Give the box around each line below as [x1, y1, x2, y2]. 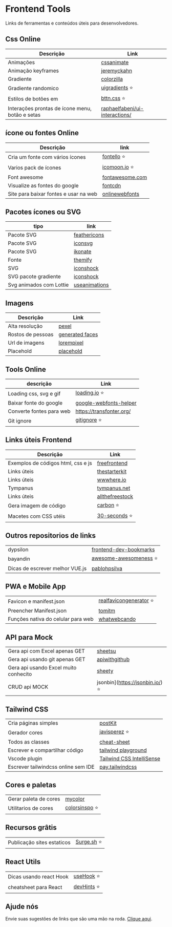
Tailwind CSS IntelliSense [99, 755, 160, 762]
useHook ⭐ [73, 872, 100, 879]
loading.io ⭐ [75, 389, 104, 396]
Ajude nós [5, 902, 38, 911]
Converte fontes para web [8, 408, 71, 415]
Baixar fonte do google [8, 399, 63, 406]
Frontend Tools [5, 3, 71, 15]
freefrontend [97, 459, 128, 467]
